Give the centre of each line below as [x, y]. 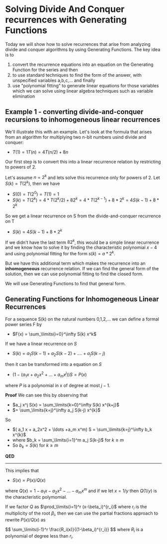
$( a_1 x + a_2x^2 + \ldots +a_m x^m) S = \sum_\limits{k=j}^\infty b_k [82, 429]
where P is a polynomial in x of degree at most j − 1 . [58, 385]
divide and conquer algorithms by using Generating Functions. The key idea [83, 49]
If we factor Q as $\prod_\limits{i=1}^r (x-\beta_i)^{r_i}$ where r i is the [76, 507]
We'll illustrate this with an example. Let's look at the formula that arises [79, 132]
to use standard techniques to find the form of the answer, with [77, 75]
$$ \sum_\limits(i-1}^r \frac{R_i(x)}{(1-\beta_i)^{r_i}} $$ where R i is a [74, 530]
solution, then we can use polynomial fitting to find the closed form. [74, 274]
